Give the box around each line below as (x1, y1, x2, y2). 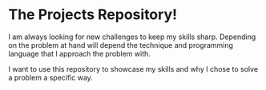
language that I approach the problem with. (8, 49, 151, 58)
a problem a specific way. (8, 72, 94, 82)
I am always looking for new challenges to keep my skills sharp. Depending (8, 32, 256, 41)
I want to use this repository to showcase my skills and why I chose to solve (8, 64, 259, 73)
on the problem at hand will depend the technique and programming (8, 40, 234, 49)
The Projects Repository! (8, 6, 178, 24)
